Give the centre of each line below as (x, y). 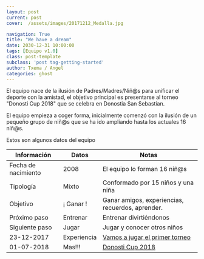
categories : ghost (29, 73)
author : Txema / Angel (35, 68)
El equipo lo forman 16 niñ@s (144, 169)
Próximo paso (29, 218)
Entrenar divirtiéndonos (136, 218)
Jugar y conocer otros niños (143, 227)
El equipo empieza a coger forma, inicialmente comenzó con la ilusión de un (102, 115)
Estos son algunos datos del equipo (51, 140)
